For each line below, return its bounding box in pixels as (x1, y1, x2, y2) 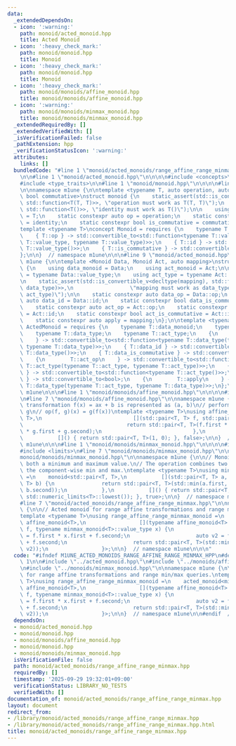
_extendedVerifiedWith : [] (13, 128, 93, 135)
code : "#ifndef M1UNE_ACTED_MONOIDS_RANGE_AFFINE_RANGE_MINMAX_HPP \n (13, 552, 221, 559)
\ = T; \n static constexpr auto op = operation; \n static (20, 213, 212, 220)
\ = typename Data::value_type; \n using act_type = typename (20, 271, 212, 278)
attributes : (13, 154, 49, 161)
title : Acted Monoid (20, 36, 80, 44)
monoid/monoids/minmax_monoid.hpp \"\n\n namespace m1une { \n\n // (20, 454, 212, 461)
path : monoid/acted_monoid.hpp (20, 29, 112, 37)
